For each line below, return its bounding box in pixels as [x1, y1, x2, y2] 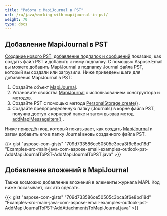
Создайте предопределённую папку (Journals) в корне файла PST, [12, 106, 155, 112]
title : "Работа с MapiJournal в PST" [5, 7, 84, 13]
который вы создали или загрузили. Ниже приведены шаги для [5, 69, 141, 75]
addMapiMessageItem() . [12, 116, 64, 122]
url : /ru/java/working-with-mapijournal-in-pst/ [5, 12, 108, 17]
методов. [12, 95, 32, 101]
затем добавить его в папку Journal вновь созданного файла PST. [5, 131, 146, 137]
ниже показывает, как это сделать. [5, 184, 80, 190]
